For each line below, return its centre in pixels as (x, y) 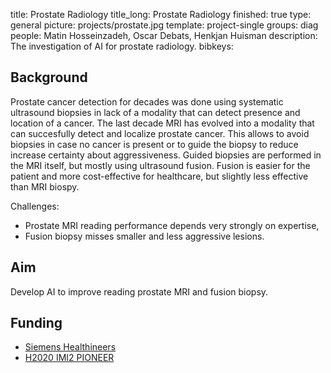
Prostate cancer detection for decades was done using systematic (147, 101)
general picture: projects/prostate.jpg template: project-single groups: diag (164, 25)
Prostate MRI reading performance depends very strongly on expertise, (172, 225)
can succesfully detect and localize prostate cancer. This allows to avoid (160, 133)
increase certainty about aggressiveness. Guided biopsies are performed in (166, 155)
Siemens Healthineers (70, 347)
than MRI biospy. (45, 186)
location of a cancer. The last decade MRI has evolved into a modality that (162, 123)
